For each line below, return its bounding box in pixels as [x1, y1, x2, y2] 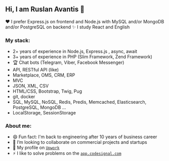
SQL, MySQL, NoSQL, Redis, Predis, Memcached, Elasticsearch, [12, 99, 147, 105]
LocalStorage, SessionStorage [12, 110, 76, 116]
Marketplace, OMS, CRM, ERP [12, 72, 75, 78]
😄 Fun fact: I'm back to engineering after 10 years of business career [12, 134, 157, 140]
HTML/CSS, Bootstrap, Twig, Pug [12, 88, 82, 94]
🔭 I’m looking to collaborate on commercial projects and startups [12, 139, 148, 145]
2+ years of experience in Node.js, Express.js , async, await [12, 49, 138, 55]
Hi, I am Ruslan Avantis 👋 [5, 5, 85, 14]
